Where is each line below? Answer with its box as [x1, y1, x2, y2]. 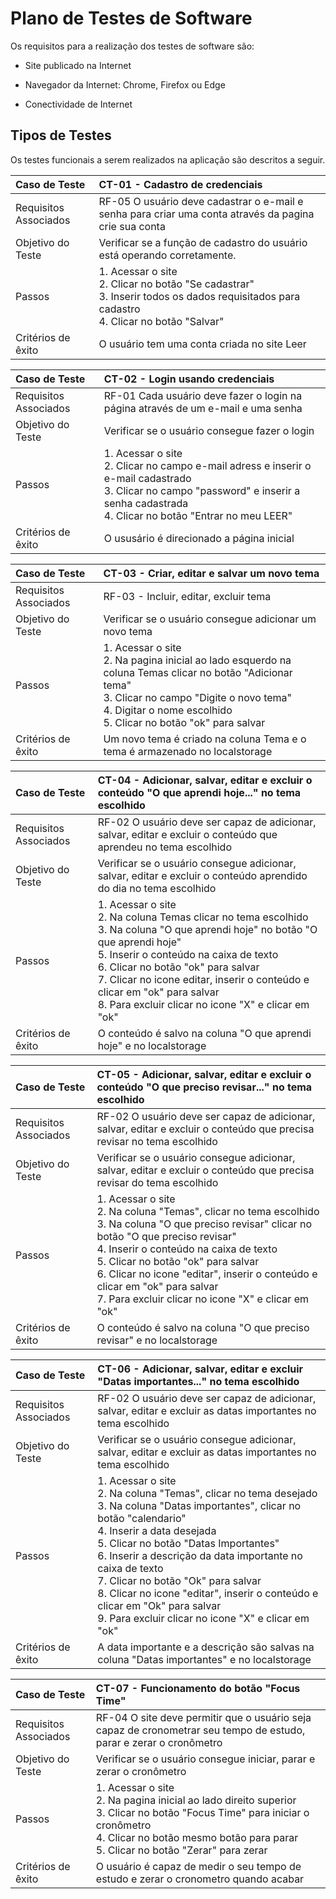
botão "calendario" [97, 1511, 187, 1525]
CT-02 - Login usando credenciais [103, 372, 275, 386]
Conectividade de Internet [24, 98, 133, 110]
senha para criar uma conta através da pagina [98, 207, 315, 221]
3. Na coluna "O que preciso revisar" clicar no [96, 1217, 312, 1231]
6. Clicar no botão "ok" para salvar [97, 960, 260, 974]
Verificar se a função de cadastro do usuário [98, 235, 308, 249]
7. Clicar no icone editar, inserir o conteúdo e [97, 972, 310, 986]
